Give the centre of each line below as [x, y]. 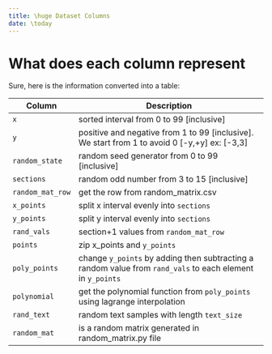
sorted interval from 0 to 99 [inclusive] [152, 120]
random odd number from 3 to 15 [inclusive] [163, 179]
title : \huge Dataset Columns [59, 16]
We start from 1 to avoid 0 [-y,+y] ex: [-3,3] [163, 143]
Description [169, 106]
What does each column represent [127, 64]
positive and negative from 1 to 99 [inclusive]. [166, 133]
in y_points [100, 279]
